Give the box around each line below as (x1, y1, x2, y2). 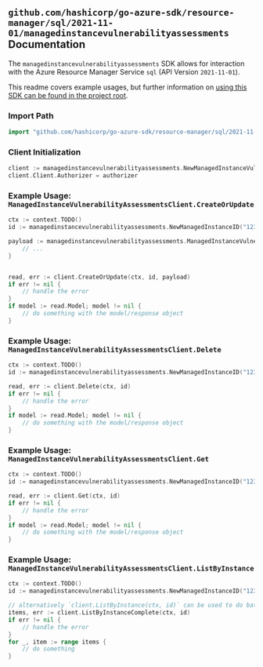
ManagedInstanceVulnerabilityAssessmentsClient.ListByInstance (8, 564, 254, 573)
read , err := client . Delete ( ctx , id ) (8, 382, 131, 390)
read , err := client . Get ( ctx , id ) (8, 492, 121, 500)
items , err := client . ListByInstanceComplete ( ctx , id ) (8, 609, 191, 617)
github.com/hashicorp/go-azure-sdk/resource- (8, 7, 235, 19)
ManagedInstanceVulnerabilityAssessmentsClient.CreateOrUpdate (8, 200, 254, 209)
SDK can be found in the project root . (8, 90, 128, 100)
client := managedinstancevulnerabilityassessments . (8, 165, 184, 173)
